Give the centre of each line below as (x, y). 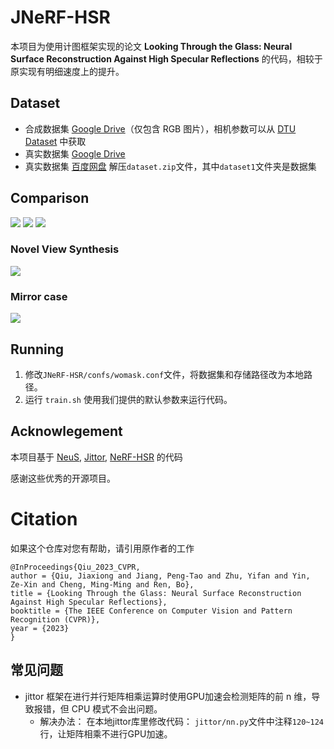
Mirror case (39, 296)
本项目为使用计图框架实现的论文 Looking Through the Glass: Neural (151, 46)
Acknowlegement (66, 431)
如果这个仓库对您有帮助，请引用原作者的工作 (102, 548)
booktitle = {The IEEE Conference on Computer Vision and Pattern (151, 611)
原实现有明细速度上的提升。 (67, 71)
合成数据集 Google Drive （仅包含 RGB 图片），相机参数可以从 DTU (160, 128)
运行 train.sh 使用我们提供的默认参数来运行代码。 (128, 399)
